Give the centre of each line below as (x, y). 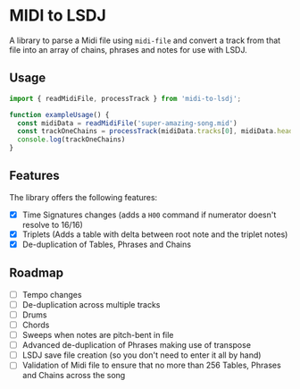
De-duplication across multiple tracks (91, 304)
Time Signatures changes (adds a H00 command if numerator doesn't (149, 215)
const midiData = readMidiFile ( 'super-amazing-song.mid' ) (128, 123)
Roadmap (37, 273)
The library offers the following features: (83, 197)
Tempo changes (52, 294)
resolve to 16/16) (52, 224)
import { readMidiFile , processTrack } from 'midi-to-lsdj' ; (125, 98)
